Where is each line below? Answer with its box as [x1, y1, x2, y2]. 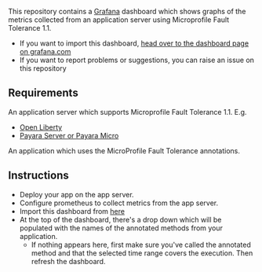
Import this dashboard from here [19, 206, 126, 215]
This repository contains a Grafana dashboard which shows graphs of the [8, 7, 246, 16]
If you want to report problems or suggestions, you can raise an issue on [19, 55, 255, 64]
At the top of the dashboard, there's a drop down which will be [19, 215, 222, 224]
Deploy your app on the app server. [19, 189, 135, 199]
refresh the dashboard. [31, 256, 106, 266]
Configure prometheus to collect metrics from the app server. [19, 198, 219, 208]
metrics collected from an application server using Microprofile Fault [8, 15, 230, 24]
